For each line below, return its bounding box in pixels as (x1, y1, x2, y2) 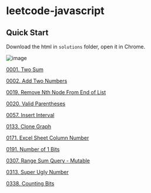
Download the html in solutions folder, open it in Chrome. (6, 43, 146, 50)
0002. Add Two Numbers (6, 78, 68, 84)
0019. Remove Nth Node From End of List (6, 89, 106, 95)
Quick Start (6, 28, 49, 38)
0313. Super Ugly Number (6, 169, 69, 175)
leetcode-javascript (6, 4, 105, 18)
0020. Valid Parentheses (6, 100, 66, 107)
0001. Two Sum (6, 66, 44, 73)
